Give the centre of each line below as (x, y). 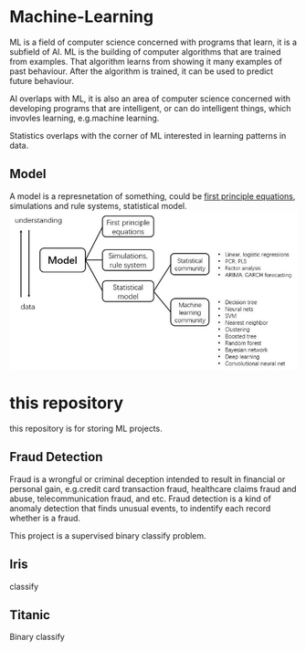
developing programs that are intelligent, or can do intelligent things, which (150, 108)
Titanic (30, 615)
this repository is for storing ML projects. (86, 428)
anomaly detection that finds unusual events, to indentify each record (140, 508)
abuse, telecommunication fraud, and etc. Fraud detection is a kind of (140, 499)
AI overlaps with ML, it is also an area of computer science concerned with (150, 99)
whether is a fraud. (45, 518)
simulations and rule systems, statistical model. (98, 205)
